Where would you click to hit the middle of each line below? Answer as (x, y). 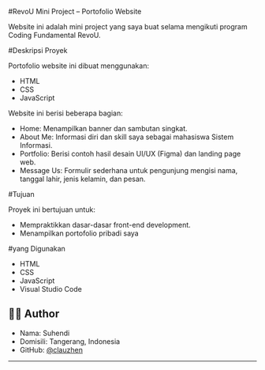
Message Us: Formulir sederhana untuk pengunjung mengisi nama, (129, 170)
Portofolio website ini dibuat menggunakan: (79, 66)
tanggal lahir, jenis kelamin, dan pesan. (82, 179)
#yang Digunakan (37, 249)
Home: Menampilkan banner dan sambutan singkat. (103, 128)
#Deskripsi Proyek (38, 50)
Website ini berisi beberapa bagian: (66, 113)
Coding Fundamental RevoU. (54, 35)
